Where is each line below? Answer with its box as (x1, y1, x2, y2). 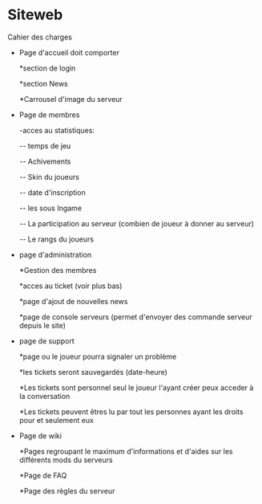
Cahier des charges (7, 32, 73, 42)
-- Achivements (18, 156, 71, 166)
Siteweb (7, 6, 63, 24)
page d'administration (18, 250, 92, 259)
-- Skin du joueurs (18, 172, 79, 181)
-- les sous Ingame (18, 203, 82, 213)
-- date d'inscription (18, 187, 86, 197)
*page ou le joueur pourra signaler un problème (18, 352, 177, 361)
